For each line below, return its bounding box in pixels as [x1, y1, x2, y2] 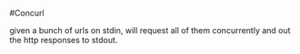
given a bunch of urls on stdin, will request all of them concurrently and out [9, 25, 291, 35]
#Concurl [9, 8, 45, 18]
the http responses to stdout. [9, 35, 118, 45]
